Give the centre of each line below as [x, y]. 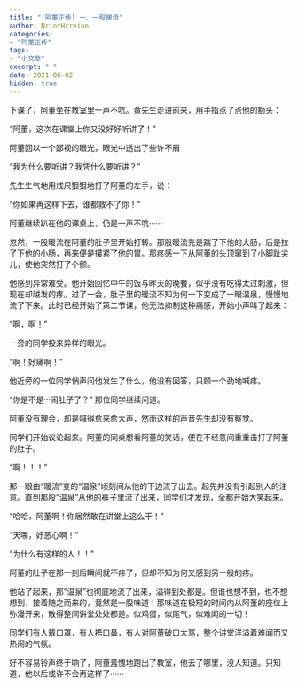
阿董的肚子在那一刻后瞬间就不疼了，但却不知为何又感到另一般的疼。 [133, 572]
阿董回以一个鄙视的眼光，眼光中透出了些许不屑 [94, 147]
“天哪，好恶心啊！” [44, 534]
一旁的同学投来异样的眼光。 [60, 343]
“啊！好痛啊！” [36, 361]
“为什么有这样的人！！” [52, 553]
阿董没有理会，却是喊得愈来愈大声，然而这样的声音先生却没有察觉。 [133, 418]
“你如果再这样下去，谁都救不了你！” [75, 204]
